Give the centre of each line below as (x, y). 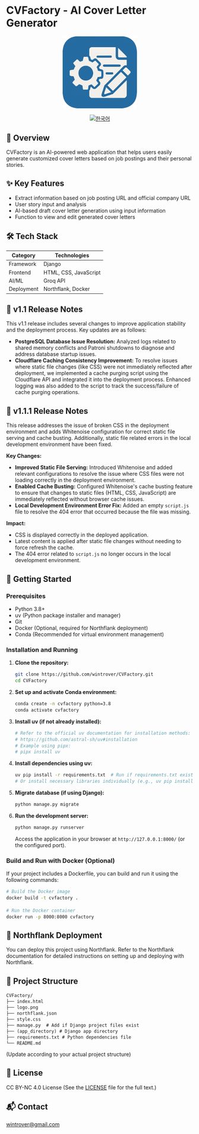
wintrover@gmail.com (33, 1124)
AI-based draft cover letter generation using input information (90, 210)
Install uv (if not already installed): (58, 721)
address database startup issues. (56, 354)
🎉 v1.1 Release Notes (45, 310)
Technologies (72, 255)
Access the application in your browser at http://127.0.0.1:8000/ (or (100, 839)
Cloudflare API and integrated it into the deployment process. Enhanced (103, 380)
